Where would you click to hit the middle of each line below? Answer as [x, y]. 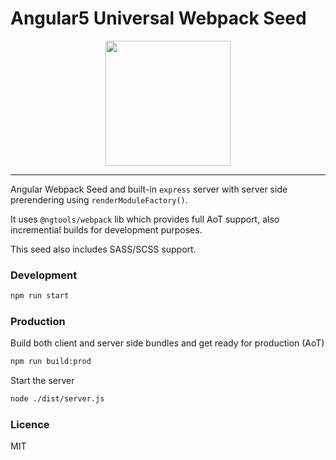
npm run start [40, 296]
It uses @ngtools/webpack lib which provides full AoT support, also [145, 219]
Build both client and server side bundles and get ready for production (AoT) [167, 343]
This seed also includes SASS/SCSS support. [103, 249]
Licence [30, 425]
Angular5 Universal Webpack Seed [158, 18]
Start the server [42, 381]
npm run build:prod [51, 362]
